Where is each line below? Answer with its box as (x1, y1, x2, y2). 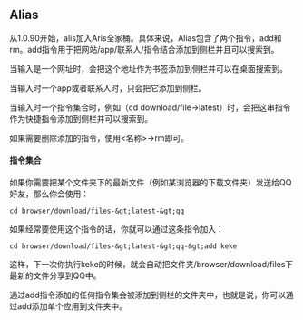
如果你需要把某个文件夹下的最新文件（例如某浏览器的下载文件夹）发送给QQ (9, 177, 292, 188)
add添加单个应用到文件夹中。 (16, 301, 128, 312)
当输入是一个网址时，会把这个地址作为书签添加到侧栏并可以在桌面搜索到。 (9, 63, 288, 74)
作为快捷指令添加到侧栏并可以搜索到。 (9, 113, 152, 124)
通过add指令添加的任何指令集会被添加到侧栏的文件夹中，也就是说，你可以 (9, 290, 287, 301)
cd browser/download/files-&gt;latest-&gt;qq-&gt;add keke (9, 242, 238, 251)
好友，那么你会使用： (9, 188, 89, 199)
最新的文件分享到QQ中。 (9, 270, 102, 281)
